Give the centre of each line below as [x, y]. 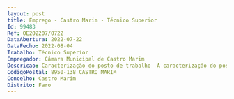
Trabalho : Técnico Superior [48, 53]
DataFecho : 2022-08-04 [40, 46]
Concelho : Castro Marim [42, 78]
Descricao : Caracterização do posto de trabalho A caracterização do [112, 66]
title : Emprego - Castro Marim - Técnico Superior [82, 20]
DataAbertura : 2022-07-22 [45, 40]
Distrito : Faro [29, 85]
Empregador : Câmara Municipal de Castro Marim [76, 59]
